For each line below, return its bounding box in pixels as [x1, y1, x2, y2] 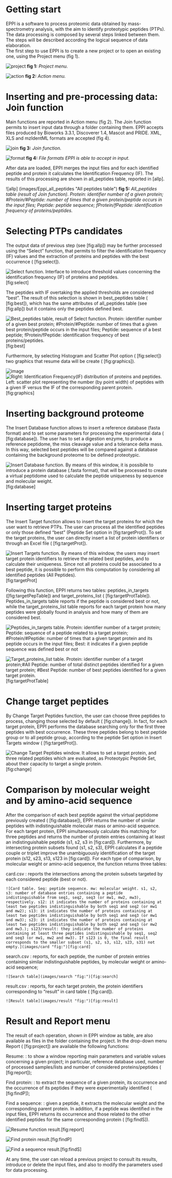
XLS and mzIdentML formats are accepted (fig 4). [6, 135, 111, 141]
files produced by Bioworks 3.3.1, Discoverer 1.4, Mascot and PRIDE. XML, [6, 130, 162, 136]
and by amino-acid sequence [6, 795, 133, 806]
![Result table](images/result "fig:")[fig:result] [6, 998, 118, 1003]
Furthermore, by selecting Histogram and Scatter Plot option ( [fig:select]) [6, 352, 162, 359]
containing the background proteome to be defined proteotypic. [6, 452, 140, 458]
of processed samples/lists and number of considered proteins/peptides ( [6, 1064, 162, 1070]
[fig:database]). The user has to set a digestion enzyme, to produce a [6, 435, 153, 441]
